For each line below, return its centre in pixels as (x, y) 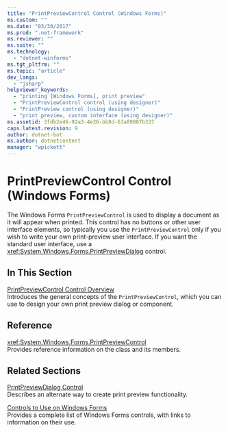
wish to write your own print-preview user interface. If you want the (102, 237)
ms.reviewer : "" (30, 39)
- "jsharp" (29, 84)
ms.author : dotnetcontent (44, 141)
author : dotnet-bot (35, 134)
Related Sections (44, 371)
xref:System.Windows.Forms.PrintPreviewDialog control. (87, 251)
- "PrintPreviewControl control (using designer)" (87, 103)
